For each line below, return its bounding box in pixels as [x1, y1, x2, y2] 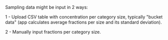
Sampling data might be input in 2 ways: [5, 4, 88, 10]
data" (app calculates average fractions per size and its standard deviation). [5, 19, 162, 25]
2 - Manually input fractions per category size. [5, 29, 101, 34]
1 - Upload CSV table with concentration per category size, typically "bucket [5, 14, 163, 19]
